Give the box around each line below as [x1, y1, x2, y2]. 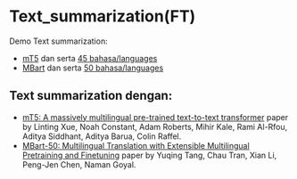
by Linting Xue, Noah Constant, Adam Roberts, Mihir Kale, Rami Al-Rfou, [21, 121, 288, 132]
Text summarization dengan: [9, 88, 173, 103]
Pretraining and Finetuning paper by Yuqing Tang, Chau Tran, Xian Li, [21, 150, 277, 160]
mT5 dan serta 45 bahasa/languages [21, 53, 158, 63]
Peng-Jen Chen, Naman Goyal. [21, 159, 136, 170]
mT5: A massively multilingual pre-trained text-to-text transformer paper [21, 111, 288, 122]
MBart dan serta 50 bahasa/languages [21, 62, 164, 73]
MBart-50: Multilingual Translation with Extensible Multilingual [21, 140, 250, 151]
